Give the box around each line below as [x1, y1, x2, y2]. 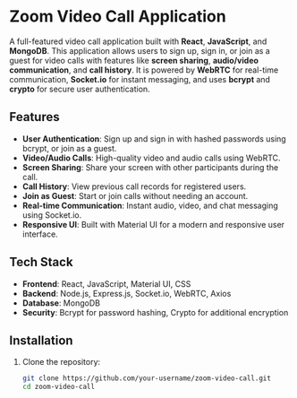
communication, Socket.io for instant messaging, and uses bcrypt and [9, 74, 271, 84]
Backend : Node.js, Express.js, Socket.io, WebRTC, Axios [21, 288, 232, 298]
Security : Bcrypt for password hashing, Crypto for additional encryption [21, 307, 289, 317]
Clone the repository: [21, 357, 101, 368]
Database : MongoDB [21, 298, 101, 308]
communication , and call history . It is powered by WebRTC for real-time [9, 65, 279, 75]
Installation [9, 333, 73, 348]
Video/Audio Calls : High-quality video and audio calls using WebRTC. [21, 152, 281, 163]
